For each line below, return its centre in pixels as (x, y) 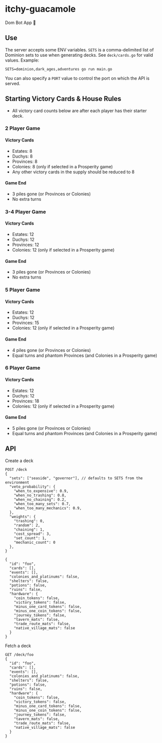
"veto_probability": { (32, 487)
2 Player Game (23, 128)
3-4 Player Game (26, 211)
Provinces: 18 (26, 401)
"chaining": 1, (29, 530)
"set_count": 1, (30, 538)
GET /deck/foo (20, 654)
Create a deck (19, 461)
